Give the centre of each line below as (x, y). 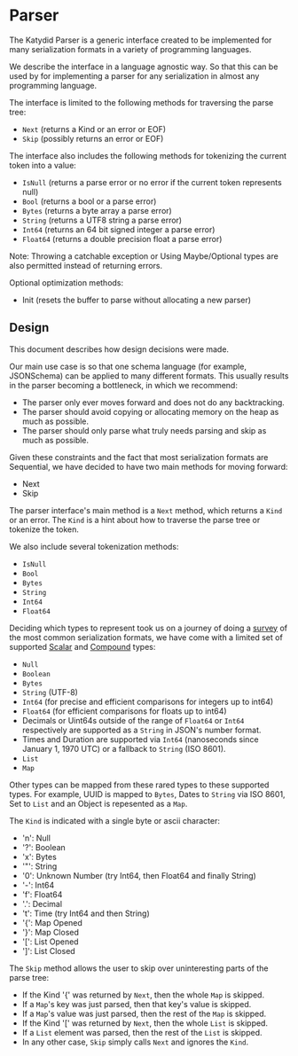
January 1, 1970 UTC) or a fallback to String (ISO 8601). (124, 748)
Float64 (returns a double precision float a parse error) (122, 239)
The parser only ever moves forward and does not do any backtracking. (153, 402)
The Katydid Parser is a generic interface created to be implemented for (141, 40)
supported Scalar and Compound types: (82, 646)
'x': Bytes (39, 857)
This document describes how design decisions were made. (119, 349)
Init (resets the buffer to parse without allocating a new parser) (136, 300)
